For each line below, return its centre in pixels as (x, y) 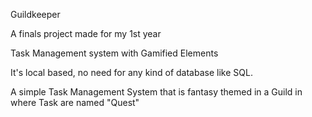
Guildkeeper (35, 14)
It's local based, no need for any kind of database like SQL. (131, 72)
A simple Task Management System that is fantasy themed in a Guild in (156, 92)
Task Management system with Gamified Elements (114, 53)
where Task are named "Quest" (75, 102)
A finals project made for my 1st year (86, 33)
